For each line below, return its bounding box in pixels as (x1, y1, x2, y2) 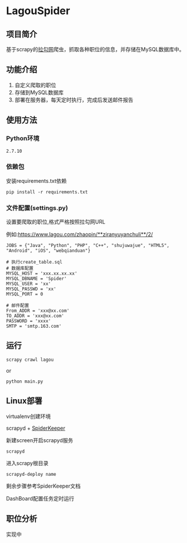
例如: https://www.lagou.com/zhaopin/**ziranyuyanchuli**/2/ (6, 231, 153, 238)
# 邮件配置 (6, 302, 29, 309)
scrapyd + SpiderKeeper (6, 424, 66, 432)
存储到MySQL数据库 (14, 88, 64, 96)
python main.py (6, 379, 44, 384)
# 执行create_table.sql (6, 259, 63, 265)
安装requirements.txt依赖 (6, 177, 67, 184)
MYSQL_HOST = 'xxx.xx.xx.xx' (6, 271, 78, 277)
